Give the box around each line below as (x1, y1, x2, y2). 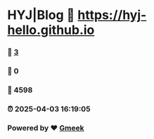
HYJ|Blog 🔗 (7, 7, 75, 23)
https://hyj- (77, 7, 147, 23)
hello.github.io (7, 22, 95, 38)
